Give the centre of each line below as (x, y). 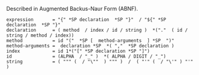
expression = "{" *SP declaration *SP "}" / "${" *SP (86, 20)
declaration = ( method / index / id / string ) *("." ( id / (97, 30)
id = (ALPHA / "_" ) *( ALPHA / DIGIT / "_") (86, 56)
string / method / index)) (40, 35)
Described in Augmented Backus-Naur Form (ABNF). (72, 9)
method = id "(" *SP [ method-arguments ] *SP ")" (90, 41)
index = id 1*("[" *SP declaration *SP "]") (78, 51)
